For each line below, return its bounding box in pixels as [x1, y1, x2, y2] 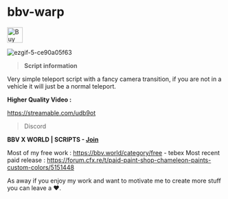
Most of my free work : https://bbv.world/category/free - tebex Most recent [7, 148, 220, 156]
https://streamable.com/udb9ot [7, 108, 96, 117]
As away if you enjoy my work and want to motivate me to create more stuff [7, 176, 221, 185]
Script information [23, 61, 78, 69]
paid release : [7, 156, 46, 164]
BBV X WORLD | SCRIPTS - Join [7, 135, 99, 143]
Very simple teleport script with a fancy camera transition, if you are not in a [7, 75, 222, 83]
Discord [23, 121, 47, 130]
